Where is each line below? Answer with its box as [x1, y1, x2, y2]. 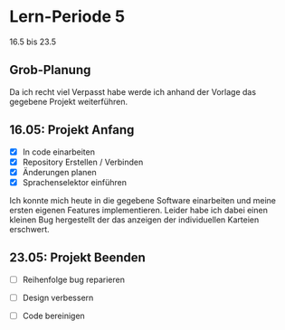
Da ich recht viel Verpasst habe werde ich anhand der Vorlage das [9, 86, 256, 97]
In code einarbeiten [22, 146, 95, 157]
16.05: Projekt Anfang [9, 122, 135, 137]
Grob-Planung [9, 62, 91, 78]
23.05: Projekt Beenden [9, 250, 147, 266]
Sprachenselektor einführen [22, 176, 128, 187]
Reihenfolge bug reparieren [22, 274, 125, 285]
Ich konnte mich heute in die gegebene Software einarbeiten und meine [9, 194, 276, 205]
